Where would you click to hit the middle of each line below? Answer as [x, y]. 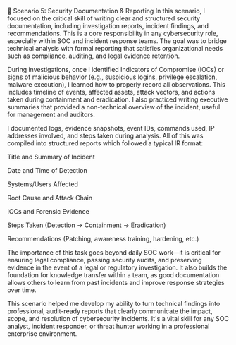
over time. [22, 290]
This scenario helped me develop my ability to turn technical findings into [114, 304]
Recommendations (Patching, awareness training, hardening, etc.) [103, 239]
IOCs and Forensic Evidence [48, 211]
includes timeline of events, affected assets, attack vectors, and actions [111, 92]
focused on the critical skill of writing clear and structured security [104, 18]
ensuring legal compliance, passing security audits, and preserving [105, 260]
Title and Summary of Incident [51, 157]
